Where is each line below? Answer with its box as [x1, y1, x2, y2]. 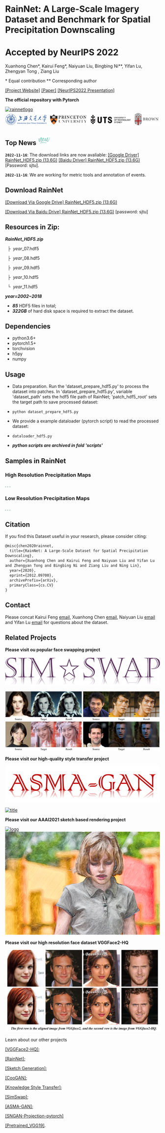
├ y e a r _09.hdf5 [7, 265, 40, 270]
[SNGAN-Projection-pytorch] [5, 1113, 64, 1119]
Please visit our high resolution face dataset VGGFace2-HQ [5, 940, 129, 946]
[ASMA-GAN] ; [5, 1103, 33, 1109]
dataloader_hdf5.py [12, 434, 53, 439]
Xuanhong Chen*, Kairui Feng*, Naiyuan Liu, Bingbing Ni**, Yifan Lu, [5, 63, 142, 69]
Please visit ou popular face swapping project [5, 647, 101, 653]
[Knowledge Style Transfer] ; [5, 1084, 62, 1090]
